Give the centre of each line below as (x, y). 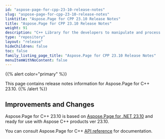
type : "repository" (25, 37)
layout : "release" (24, 42)
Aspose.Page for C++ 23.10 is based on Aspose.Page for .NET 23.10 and (79, 116)
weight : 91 (16, 28)
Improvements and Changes (50, 104)
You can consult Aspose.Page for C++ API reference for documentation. (79, 131)
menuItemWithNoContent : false (36, 60)
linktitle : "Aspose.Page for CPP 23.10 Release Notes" (63, 19)
